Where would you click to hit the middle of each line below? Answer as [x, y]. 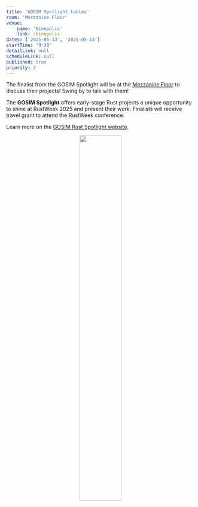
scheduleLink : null [31, 56]
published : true [26, 62]
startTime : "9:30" [29, 46]
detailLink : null [28, 51]
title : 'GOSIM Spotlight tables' [48, 12]
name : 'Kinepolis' [40, 28]
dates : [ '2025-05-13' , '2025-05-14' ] [53, 40]
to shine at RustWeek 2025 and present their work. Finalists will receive [94, 109]
